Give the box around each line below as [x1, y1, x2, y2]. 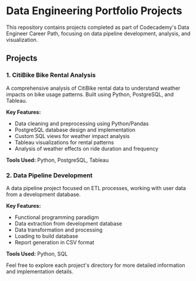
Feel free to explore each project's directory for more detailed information [6, 262, 185, 269]
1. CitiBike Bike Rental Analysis [6, 71, 96, 79]
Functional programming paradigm [14, 214, 99, 221]
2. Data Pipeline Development [6, 171, 93, 179]
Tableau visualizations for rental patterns [14, 139, 114, 146]
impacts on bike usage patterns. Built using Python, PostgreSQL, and [6, 90, 174, 98]
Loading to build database [14, 232, 79, 240]
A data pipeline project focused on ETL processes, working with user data [6, 184, 186, 191]
